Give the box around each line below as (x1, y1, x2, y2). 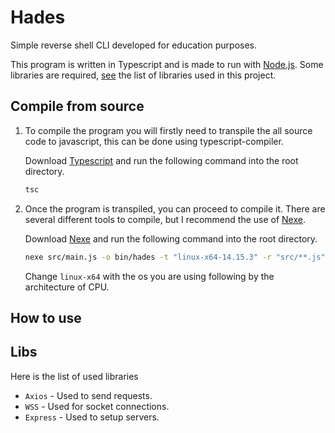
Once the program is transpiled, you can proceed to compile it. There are (24, 202, 326, 215)
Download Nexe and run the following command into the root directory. (24, 232, 318, 245)
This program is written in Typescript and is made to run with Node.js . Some (10, 58, 324, 70)
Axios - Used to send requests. (24, 389, 153, 401)
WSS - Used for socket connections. (24, 400, 170, 412)
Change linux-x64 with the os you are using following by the (24, 270, 275, 282)
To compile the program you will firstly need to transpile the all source (24, 124, 313, 136)
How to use (10, 309, 82, 326)
